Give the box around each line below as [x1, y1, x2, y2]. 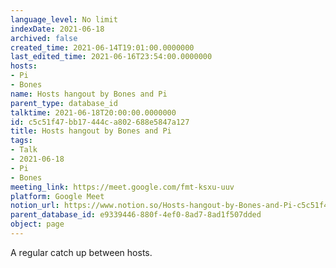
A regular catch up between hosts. [10, 246, 153, 258]
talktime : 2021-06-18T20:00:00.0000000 [10, 107, 177, 118]
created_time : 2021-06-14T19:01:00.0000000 [10, 42, 195, 53]
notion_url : [10, 201, 60, 211]
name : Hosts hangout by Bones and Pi [10, 89, 168, 99]
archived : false [10, 33, 78, 43]
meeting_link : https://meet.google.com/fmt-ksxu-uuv [10, 182, 235, 192]
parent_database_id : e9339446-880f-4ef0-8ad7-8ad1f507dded [10, 210, 262, 220]
